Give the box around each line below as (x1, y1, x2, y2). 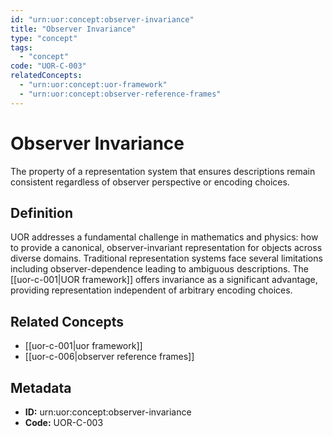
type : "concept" (10, 33, 78, 43)
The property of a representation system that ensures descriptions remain (10, 165, 316, 177)
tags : (10, 42, 33, 53)
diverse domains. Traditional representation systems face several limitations (10, 252, 323, 265)
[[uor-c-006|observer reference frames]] (24, 351, 195, 363)
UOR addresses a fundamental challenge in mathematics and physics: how (10, 231, 319, 243)
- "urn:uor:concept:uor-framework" (19, 80, 168, 90)
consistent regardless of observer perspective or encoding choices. (10, 176, 290, 188)
